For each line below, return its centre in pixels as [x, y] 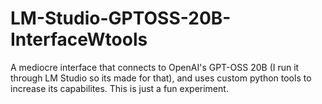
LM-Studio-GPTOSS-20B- [121, 18]
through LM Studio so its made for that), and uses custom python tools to [161, 78]
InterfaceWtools [79, 39]
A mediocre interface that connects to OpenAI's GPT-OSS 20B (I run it [155, 67]
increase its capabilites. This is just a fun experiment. [119, 88]
